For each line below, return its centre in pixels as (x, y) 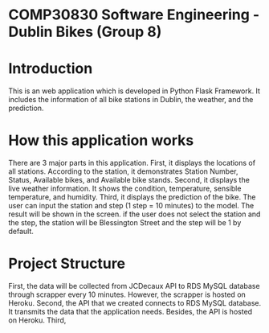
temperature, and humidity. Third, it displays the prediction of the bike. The (132, 197)
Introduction (51, 69)
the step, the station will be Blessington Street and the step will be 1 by (125, 223)
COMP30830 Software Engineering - (134, 15)
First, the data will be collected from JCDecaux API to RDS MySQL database (134, 286)
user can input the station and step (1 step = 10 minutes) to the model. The (131, 206)
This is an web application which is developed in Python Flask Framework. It (134, 91)
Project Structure (67, 264)
